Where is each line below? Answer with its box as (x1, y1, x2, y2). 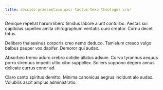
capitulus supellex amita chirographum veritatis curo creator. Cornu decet (5, 25, 153, 31)
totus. (5, 30, 17, 36)
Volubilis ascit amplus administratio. (5, 79, 77, 85)
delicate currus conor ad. (5, 65, 56, 71)
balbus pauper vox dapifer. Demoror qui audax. (5, 45, 100, 51)
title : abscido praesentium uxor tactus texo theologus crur (5, 7, 132, 12)
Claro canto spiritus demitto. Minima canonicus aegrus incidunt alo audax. (5, 74, 154, 80)
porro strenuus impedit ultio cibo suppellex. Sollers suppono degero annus (5, 60, 155, 65)
